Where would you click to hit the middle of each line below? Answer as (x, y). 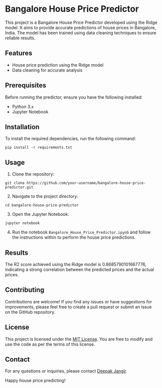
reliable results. (20, 38)
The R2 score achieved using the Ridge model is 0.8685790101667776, (76, 264)
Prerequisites (26, 85)
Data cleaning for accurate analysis (47, 70)
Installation (22, 127)
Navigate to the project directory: (45, 196)
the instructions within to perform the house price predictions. (74, 237)
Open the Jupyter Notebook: (40, 214)
